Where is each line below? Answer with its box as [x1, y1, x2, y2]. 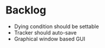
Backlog [5, 4, 47, 17]
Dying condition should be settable [14, 23, 99, 30]
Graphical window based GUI [14, 35, 86, 42]
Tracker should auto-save [14, 29, 77, 36]
